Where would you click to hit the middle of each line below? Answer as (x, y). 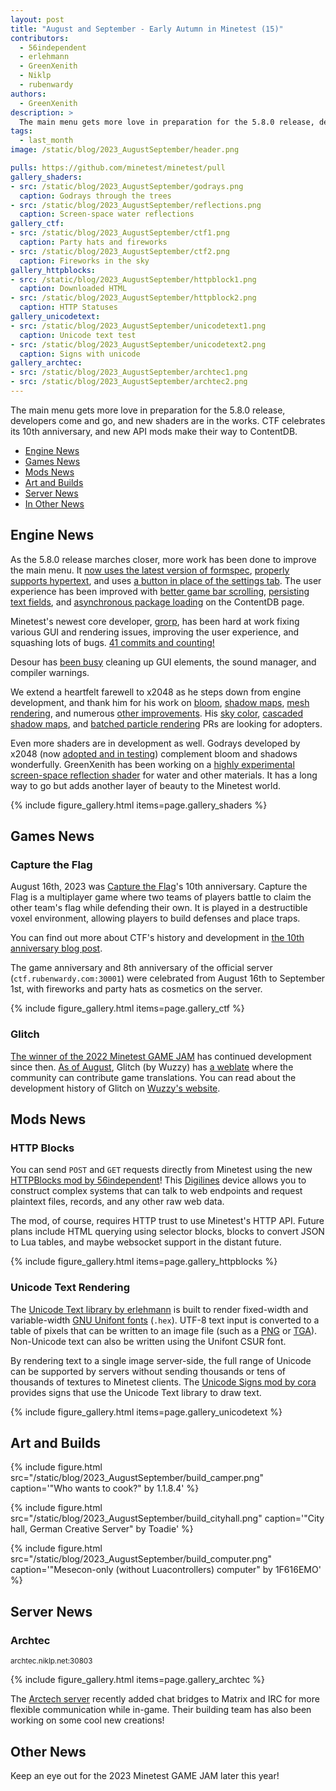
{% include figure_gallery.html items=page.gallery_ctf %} (127, 1008)
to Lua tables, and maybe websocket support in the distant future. (146, 1242)
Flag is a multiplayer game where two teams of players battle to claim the (161, 897)
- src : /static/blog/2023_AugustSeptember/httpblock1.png (133, 279)
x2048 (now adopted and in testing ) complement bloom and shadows (154, 753)
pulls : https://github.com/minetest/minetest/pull (118, 168)
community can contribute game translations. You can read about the (153, 1077)
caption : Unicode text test (78, 335)
